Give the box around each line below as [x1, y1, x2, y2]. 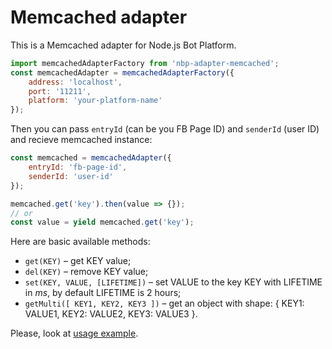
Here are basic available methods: [10, 236, 151, 248]
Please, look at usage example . [10, 327, 139, 340]
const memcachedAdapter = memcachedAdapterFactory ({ [10, 67, 235, 78]
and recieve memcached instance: [10, 134, 153, 146]
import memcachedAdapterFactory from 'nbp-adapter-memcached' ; [10, 58, 280, 68]
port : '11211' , [28, 86, 92, 96]
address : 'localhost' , [28, 77, 123, 87]
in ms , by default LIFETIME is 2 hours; [24, 287, 182, 299]
